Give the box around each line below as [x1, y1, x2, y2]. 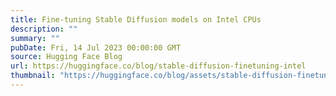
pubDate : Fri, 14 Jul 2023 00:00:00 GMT [10, 42, 182, 53]
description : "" [10, 24, 78, 34]
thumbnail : [10, 71, 56, 81]
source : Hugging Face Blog [10, 52, 123, 62]
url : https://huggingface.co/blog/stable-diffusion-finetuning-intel [10, 61, 307, 71]
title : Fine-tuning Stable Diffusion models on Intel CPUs [10, 14, 262, 25]
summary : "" [10, 33, 60, 43]
